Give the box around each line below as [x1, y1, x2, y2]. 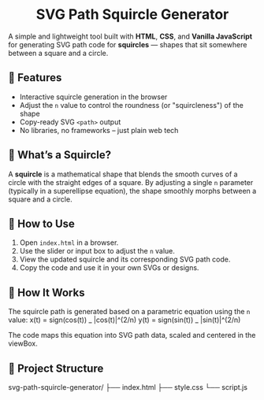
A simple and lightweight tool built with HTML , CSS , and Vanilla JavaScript [8, 31, 253, 41]
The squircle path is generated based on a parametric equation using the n [8, 307, 251, 317]
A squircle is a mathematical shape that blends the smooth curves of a [8, 169, 238, 179]
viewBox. [8, 339, 38, 348]
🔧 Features [8, 71, 62, 84]
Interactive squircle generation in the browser [19, 92, 168, 102]
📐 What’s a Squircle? [8, 148, 112, 162]
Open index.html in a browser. [19, 238, 119, 247]
